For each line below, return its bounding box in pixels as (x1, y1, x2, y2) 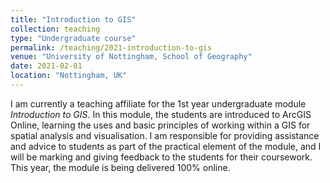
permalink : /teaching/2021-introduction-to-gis (10, 42, 213, 53)
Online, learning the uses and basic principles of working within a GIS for (10, 119, 311, 131)
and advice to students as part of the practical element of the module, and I (10, 140, 322, 152)
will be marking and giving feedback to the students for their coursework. (10, 151, 313, 163)
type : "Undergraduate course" (10, 33, 137, 43)
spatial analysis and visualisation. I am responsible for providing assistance (10, 129, 320, 141)
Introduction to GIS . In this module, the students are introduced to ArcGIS (10, 108, 312, 120)
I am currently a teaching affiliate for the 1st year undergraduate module (10, 97, 307, 110)
